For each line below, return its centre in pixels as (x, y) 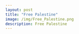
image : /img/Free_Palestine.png (39, 19)
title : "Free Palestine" (32, 14)
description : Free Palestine (36, 24)
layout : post (19, 10)
